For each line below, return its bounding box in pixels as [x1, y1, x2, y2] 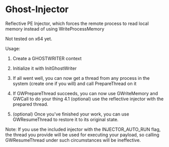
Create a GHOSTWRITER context [12, 55, 82, 62]
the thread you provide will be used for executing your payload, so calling [5, 131, 159, 138]
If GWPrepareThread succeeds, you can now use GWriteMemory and [12, 90, 158, 96]
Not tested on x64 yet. [5, 36, 52, 42]
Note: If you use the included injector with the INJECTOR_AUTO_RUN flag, [5, 126, 161, 132]
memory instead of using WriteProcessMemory [5, 25, 104, 32]
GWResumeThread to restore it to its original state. [12, 116, 119, 123]
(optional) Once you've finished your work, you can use [12, 111, 129, 117]
